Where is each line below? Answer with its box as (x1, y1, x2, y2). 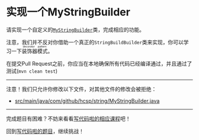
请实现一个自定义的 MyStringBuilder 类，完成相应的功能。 (6, 26, 145, 33)
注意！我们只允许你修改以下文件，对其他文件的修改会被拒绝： (6, 85, 157, 92)
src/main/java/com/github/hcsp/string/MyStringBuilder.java (14, 97, 160, 104)
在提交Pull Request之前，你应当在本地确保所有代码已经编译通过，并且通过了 (6, 60, 192, 67)
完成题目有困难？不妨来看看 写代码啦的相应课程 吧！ (6, 115, 131, 122)
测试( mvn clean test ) (6, 67, 58, 74)
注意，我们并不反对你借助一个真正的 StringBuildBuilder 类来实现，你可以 (6, 38, 184, 45)
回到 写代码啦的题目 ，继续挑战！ (6, 128, 84, 135)
